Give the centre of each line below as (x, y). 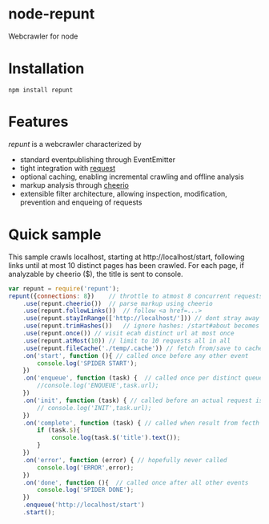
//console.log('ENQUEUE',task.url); (98, 386)
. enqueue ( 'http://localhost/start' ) (84, 505)
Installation (46, 69)
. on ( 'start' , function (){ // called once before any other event (136, 355)
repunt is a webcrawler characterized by (75, 144)
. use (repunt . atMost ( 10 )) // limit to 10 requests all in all (126, 341)
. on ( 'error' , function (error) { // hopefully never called (125, 460)
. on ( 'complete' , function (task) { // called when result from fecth (141, 423)
